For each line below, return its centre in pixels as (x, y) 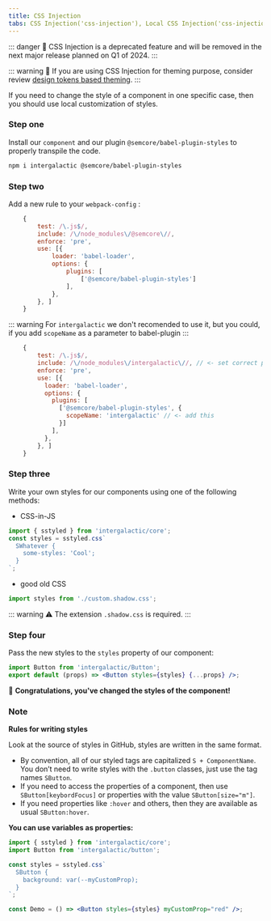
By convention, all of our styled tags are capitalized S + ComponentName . (138, 761)
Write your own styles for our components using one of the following (123, 491)
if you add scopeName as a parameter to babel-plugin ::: (99, 333)
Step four (27, 635)
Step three (29, 474)
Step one (26, 125)
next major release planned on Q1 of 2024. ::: (83, 55)
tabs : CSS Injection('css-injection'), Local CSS (94, 23)
